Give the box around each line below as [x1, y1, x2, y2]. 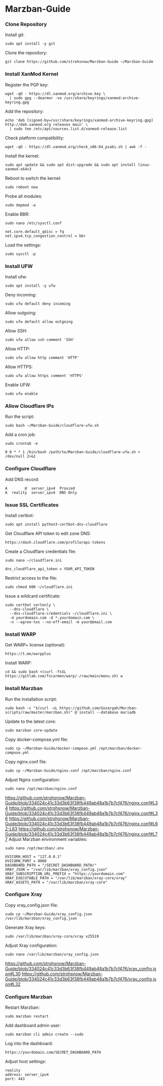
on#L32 [5, 981, 21, 987]
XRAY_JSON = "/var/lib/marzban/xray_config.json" [5, 867, 108, 872]
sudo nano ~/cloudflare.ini [5, 558, 62, 563]
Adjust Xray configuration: [5, 942, 57, 948]
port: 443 [5, 1077, 25, 1082]
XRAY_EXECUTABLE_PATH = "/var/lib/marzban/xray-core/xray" [5, 876, 127, 880]
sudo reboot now [5, 185, 38, 189]
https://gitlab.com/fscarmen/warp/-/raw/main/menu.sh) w [5, 674, 123, 679]
